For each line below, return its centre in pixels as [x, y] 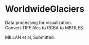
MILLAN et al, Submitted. [30, 37]
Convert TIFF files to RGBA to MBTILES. [45, 27]
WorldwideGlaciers [45, 9]
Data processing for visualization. [38, 22]
